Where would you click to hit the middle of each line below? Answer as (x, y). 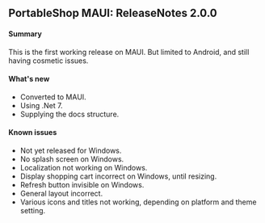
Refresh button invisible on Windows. (82, 185)
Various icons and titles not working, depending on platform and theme (138, 202)
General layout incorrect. (61, 194)
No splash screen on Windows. (72, 159)
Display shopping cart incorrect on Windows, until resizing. (118, 176)
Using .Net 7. (41, 105)
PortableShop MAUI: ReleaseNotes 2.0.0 (113, 13)
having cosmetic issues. (48, 61)
